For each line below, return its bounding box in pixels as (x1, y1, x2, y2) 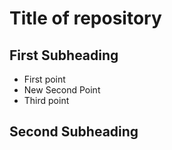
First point (23, 73, 66, 85)
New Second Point (23, 84, 101, 96)
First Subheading (9, 47, 119, 64)
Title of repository (9, 7, 162, 30)
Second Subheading (9, 123, 139, 141)
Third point (23, 95, 70, 106)
